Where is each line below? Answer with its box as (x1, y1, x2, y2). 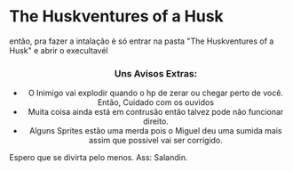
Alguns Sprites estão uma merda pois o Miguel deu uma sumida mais (29, 126, 282, 136)
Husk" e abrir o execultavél (9, 45, 108, 55)
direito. (143, 116, 169, 126)
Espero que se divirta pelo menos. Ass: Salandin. (9, 152, 188, 163)
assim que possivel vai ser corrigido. (88, 135, 224, 146)
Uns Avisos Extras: (114, 67, 198, 79)
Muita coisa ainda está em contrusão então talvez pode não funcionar (28, 107, 284, 118)
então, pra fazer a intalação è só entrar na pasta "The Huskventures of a (9, 36, 274, 46)
